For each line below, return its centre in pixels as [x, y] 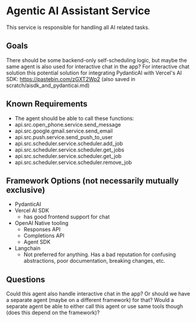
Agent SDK [37, 242]
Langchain [28, 248]
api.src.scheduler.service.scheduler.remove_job [73, 162]
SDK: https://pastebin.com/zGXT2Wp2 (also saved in [71, 79]
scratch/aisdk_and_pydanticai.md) [48, 85]
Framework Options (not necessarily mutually [93, 181]
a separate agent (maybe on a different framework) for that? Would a [90, 300]
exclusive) [26, 190]
